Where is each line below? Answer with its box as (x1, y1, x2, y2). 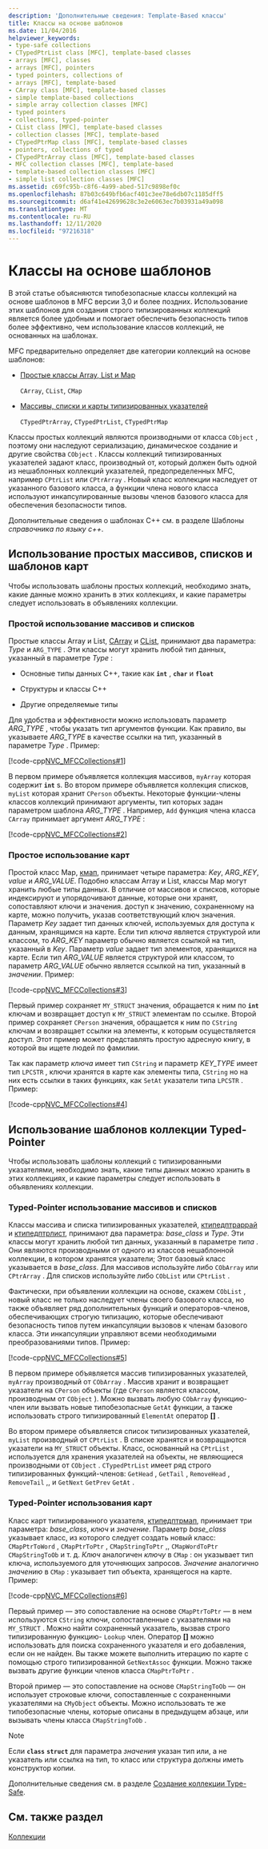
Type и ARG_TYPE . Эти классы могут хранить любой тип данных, (8, 645, 226, 654)
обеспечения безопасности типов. (8, 500, 127, 509)
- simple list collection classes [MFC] (8, 175, 146, 184)
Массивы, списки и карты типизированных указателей (19, 401, 209, 410)
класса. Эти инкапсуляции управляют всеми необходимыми (8, 1329, 218, 1339)
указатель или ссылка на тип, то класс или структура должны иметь (8, 1755, 244, 1764)
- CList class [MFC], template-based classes (8, 123, 162, 131)
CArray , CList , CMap (19, 385, 82, 395)
